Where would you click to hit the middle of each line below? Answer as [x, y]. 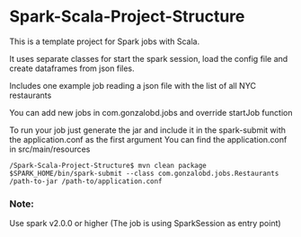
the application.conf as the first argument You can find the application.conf [148, 139]
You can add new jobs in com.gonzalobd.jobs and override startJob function [151, 112]
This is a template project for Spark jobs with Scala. [105, 41]
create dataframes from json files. [72, 68]
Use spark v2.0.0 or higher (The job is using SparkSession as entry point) [145, 224]
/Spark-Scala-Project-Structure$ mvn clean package [108, 165]
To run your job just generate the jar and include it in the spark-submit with [147, 130]
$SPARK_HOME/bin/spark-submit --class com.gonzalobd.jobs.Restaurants [144, 173]
